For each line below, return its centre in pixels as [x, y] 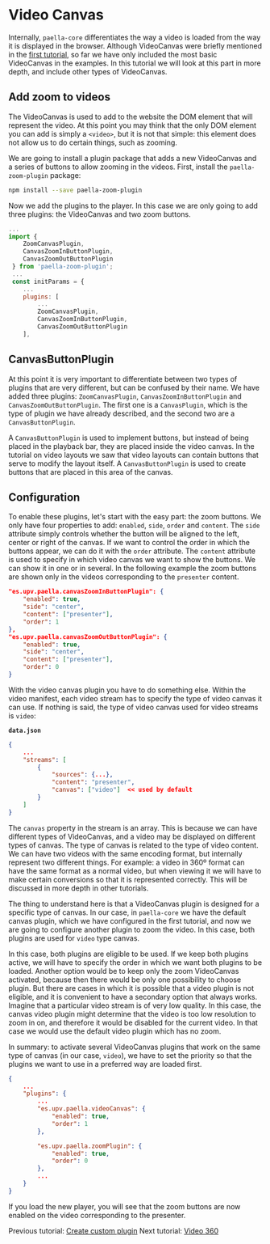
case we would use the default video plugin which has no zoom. [115, 1031]
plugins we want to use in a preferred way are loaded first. [105, 1064]
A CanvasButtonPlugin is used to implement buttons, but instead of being [129, 438]
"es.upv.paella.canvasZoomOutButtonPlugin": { [88, 637]
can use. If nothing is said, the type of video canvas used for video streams [133, 707]
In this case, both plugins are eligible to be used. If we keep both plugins [129, 954]
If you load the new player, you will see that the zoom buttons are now [125, 1206]
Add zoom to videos [60, 97]
